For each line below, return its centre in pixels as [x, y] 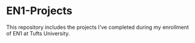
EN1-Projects [40, 11]
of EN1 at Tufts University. [38, 33]
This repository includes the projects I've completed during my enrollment [97, 27]
